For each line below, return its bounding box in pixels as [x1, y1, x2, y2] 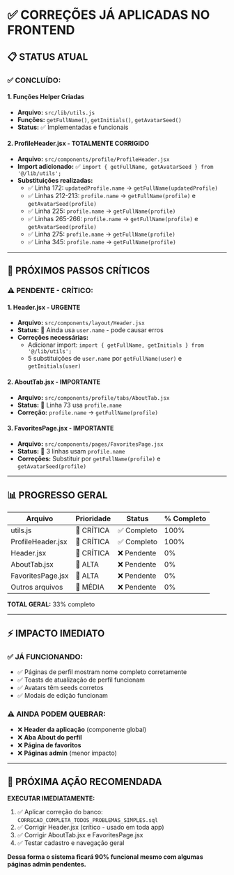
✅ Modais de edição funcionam [17, 691, 108, 700]
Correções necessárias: [17, 334, 89, 342]
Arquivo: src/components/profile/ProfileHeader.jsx [17, 154, 170, 163]
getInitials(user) [27, 363, 81, 370]
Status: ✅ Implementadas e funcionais [17, 123, 129, 131]
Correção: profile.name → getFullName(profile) [17, 408, 159, 417]
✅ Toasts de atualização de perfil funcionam [17, 675, 145, 684]
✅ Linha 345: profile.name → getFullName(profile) [27, 237, 176, 246]
